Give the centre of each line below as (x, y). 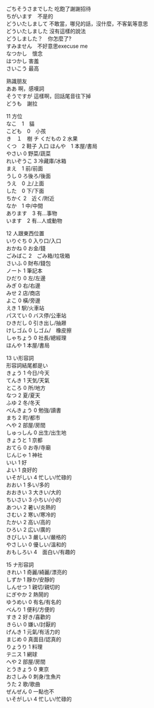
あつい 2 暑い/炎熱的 (31, 507)
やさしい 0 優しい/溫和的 (36, 544)
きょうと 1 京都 (24, 440)
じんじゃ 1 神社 (24, 455)
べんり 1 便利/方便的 (31, 610)
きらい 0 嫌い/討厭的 (31, 624)
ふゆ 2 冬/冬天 (23, 403)
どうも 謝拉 (22, 104)
